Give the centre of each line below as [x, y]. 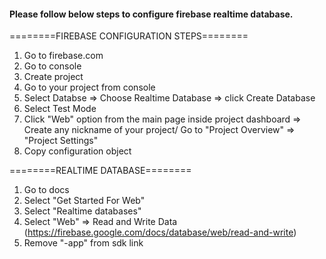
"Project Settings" [61, 141]
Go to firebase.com [63, 56]
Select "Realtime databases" [82, 211]
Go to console [52, 66]
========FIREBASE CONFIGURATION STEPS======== [129, 36]
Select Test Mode [60, 109]
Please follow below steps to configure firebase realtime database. [151, 14]
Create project [53, 77]
